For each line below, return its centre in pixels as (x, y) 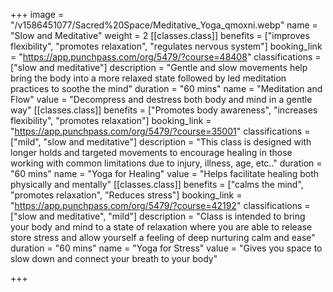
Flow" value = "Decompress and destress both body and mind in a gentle (161, 99)
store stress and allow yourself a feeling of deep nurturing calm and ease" (163, 237)
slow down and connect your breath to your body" (114, 258)
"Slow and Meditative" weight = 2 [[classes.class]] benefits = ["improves (160, 35)
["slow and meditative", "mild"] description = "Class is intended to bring (158, 216)
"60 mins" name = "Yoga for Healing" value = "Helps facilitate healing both (165, 173)
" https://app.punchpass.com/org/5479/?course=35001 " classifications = (160, 131)
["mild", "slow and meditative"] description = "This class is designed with (161, 142)
